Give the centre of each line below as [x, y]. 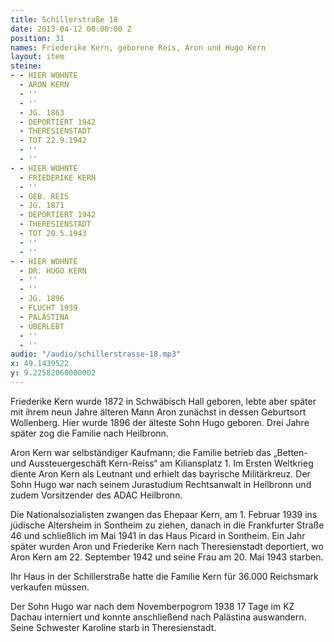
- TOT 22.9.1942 [53, 141]
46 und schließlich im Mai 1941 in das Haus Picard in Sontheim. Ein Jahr [158, 535]
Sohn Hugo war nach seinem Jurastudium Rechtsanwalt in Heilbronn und [161, 484]
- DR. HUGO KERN [53, 271]
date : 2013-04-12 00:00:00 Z [71, 29]
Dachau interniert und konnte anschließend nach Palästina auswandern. [158, 617]
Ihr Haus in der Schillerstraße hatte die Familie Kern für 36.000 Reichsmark [164, 576]
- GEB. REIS [44, 196]
